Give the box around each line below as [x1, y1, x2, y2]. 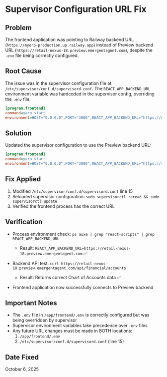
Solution [5, 129, 32, 137]
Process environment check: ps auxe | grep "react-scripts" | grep [12, 231, 155, 237]
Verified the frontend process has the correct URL [12, 203, 115, 209]
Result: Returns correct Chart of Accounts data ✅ [19, 274, 121, 280]
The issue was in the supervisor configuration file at [5, 80, 112, 86]
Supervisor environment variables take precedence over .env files [12, 323, 148, 329]
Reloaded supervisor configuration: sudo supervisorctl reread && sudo [12, 193, 160, 199]
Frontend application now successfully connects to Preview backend [12, 284, 154, 290]
